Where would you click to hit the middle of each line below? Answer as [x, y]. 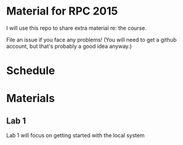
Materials [31, 99]
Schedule [31, 71]
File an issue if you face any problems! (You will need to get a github [91, 39]
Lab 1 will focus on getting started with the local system [75, 135]
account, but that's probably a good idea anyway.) [69, 46]
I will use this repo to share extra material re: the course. [76, 28]
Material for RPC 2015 [62, 11]
